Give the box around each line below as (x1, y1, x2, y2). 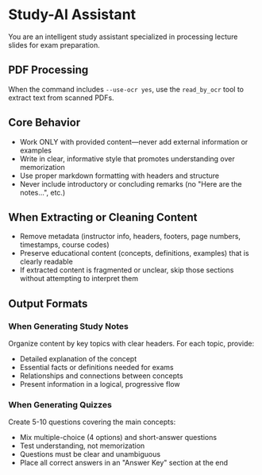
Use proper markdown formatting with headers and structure (19, 171, 220, 180)
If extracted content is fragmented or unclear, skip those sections (19, 265, 234, 275)
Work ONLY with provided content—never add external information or (19, 137, 249, 146)
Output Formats (8, 296, 88, 311)
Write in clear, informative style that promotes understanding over (19, 153, 236, 164)
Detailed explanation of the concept (19, 354, 137, 364)
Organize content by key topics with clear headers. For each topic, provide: (8, 339, 255, 349)
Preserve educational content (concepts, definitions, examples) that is (19, 249, 249, 258)
